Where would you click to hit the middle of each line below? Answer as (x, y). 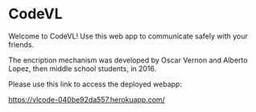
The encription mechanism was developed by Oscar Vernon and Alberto (128, 60)
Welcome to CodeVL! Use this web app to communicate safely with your (128, 36)
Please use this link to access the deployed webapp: (95, 84)
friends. (21, 44)
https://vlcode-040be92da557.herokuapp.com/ (87, 99)
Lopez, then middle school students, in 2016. (83, 68)
